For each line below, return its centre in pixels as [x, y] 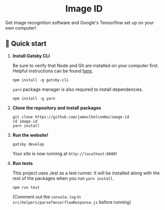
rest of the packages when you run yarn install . [63, 178]
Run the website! [30, 135]
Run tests [22, 163]
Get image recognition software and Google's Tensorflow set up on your [79, 23]
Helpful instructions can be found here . [53, 71]
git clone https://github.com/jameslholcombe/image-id [71, 117]
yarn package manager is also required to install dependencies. [78, 89]
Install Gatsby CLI [31, 56]
